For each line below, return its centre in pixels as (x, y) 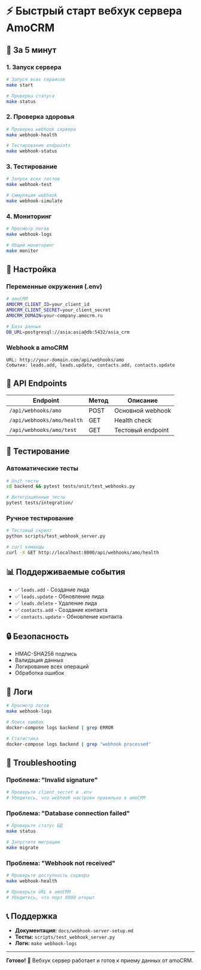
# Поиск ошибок (25, 722)
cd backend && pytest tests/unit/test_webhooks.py (71, 486)
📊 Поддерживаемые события (66, 572)
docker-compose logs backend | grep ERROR (60, 728)
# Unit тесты (22, 481)
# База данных (24, 326)
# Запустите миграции (33, 842)
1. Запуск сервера (34, 67)
